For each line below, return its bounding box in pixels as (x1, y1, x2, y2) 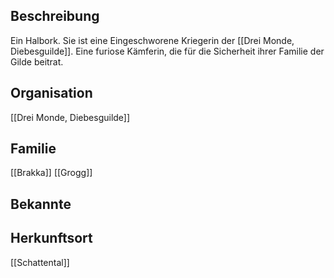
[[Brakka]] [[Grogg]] (10, 167, 93, 179)
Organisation (10, 85, 93, 102)
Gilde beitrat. (10, 55, 64, 68)
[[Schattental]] (10, 256, 70, 268)
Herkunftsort (10, 230, 93, 247)
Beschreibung (10, 8, 100, 25)
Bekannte (10, 195, 72, 213)
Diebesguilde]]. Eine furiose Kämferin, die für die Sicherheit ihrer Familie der (10, 45, 325, 57)
